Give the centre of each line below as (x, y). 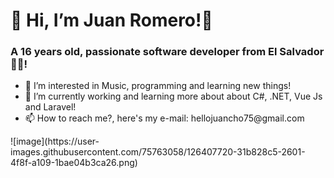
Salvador (302, 52)
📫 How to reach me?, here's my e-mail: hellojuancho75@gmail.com (164, 118)
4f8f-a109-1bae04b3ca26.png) (74, 163)
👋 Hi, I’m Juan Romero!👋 (111, 20)
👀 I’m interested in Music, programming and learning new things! (158, 86)
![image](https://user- (55, 141)
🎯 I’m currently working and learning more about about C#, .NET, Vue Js (173, 96)
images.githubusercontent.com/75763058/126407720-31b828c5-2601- (158, 152)
